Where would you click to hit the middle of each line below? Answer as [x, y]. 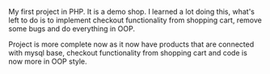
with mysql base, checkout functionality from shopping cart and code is [128, 53]
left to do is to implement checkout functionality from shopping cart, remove [135, 20]
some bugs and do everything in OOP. [72, 29]
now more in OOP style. [48, 61]
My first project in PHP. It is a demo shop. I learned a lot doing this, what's [131, 12]
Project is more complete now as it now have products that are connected [131, 44]
